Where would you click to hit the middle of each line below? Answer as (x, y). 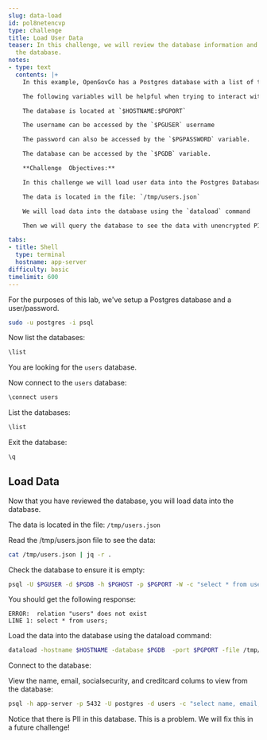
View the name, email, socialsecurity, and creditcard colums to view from (128, 681)
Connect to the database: (50, 665)
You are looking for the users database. (73, 367)
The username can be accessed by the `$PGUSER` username (119, 125)
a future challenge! (39, 727)
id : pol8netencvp (37, 23)
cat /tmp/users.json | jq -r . (60, 554)
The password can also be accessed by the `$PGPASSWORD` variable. (136, 140)
